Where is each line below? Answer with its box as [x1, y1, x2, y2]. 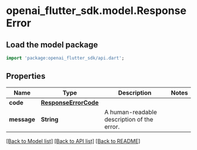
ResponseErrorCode [40, 98, 99, 106]
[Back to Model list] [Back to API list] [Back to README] [6, 137, 141, 144]
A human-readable [104, 108, 157, 116]
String [40, 115, 59, 123]
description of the [104, 115, 154, 123]
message [9, 115, 35, 123]
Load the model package [6, 40, 98, 50]
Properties [6, 71, 46, 81]
